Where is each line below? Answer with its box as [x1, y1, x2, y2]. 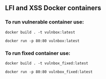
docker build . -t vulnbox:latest [5, 29, 76, 35]
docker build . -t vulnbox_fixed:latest [5, 61, 89, 66]
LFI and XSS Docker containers [5, 4, 102, 12]
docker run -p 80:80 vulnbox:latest [5, 38, 80, 43]
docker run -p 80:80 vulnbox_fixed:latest [5, 69, 93, 74]
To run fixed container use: [5, 50, 71, 56]
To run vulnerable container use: [5, 19, 84, 26]
